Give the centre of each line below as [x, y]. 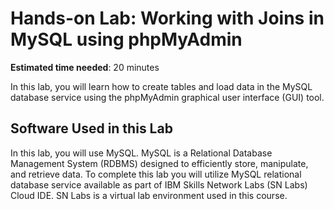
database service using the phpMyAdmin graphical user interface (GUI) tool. [167, 97]
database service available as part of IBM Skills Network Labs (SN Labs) [159, 184]
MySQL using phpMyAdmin [126, 39]
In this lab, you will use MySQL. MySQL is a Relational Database [141, 153]
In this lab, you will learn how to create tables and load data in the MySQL [161, 86]
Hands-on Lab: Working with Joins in [167, 18]
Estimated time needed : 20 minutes [85, 67]
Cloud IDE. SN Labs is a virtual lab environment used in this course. [149, 195]
